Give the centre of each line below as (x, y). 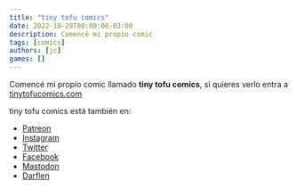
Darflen (36, 176)
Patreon (36, 128)
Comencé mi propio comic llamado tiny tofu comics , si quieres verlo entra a (149, 84)
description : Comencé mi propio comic (81, 34)
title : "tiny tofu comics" (59, 17)
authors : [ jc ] (36, 51)
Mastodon (40, 166)
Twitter (35, 147)
